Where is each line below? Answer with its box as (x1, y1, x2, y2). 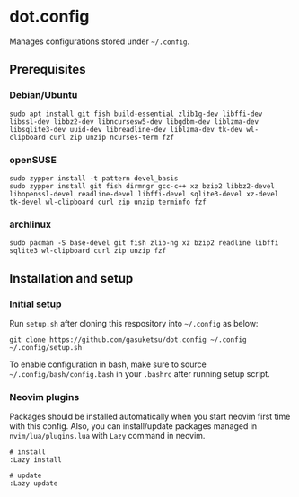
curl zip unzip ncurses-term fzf (48, 133, 175, 142)
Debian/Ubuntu (9, 89, 78, 101)
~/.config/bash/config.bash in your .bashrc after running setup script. (9, 368, 271, 379)
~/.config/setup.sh (9, 343, 83, 352)
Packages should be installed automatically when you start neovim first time (9, 411, 291, 423)
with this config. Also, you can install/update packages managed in (9, 421, 258, 432)
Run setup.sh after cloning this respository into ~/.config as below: (9, 318, 259, 328)
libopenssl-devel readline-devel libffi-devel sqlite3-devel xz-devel (9, 189, 279, 198)
